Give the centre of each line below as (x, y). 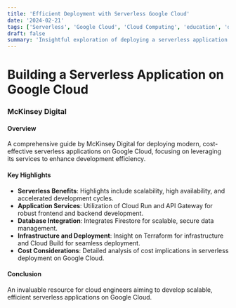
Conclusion (25, 274)
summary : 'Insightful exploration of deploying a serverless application (118, 40)
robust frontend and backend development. (80, 213)
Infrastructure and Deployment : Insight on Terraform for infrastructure (120, 236)
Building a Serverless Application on (116, 75)
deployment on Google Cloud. (61, 258)
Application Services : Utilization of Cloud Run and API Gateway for (115, 205)
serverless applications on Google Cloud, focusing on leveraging (128, 151)
